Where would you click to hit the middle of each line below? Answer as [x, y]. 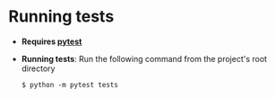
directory [38, 68]
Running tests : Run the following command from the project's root [144, 58]
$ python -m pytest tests [69, 85]
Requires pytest [52, 41]
